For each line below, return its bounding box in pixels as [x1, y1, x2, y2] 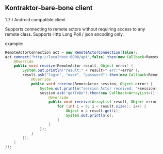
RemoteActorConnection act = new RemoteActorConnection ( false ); [5, 50, 138, 55]
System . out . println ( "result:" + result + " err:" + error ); [22, 68, 140, 73]
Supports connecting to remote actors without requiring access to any [5, 26, 146, 32]
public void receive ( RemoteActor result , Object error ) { [14, 63, 133, 68]
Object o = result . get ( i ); [65, 108, 120, 113]
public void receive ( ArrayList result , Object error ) [48, 99, 160, 105]
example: [5, 41, 23, 46]
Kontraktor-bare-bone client [5, 4, 93, 12]
